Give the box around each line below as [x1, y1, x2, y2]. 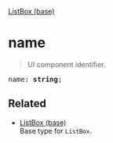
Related [8, 97, 47, 110]
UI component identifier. [27, 59, 106, 69]
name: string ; [8, 74, 63, 84]
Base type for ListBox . [19, 126, 93, 135]
